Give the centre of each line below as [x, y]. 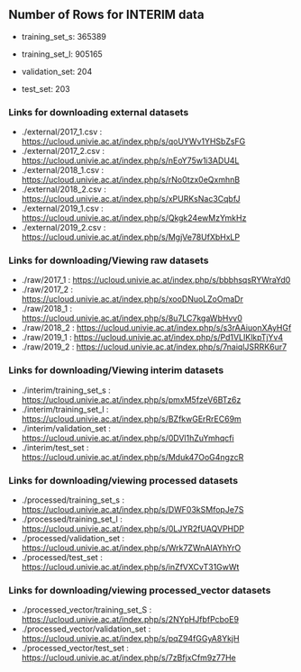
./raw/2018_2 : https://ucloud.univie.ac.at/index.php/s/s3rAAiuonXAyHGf [156, 328]
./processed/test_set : [62, 557]
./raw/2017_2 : [47, 290]
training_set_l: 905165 [62, 54]
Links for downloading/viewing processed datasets [123, 480]
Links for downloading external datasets [99, 112]
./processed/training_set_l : [72, 519]
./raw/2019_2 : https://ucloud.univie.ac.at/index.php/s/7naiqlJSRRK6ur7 [154, 347]
